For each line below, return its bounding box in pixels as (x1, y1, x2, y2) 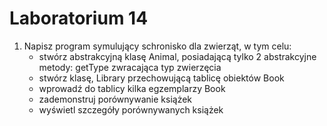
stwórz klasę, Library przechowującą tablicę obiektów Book (38, 72, 285, 84)
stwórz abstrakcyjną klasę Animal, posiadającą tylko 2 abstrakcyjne (38, 50, 317, 62)
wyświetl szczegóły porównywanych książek (38, 103, 224, 116)
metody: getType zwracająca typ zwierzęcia (38, 61, 222, 73)
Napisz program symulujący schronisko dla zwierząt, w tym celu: (23, 40, 292, 52)
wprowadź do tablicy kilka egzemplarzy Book (38, 82, 226, 94)
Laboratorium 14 (9, 7, 149, 30)
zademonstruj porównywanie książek (38, 93, 193, 105)
